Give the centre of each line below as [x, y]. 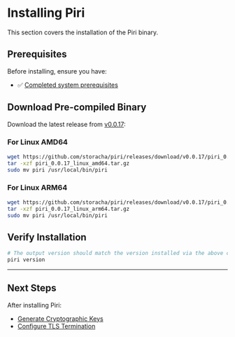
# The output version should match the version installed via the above [115, 254]
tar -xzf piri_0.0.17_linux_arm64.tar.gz [69, 209]
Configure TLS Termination [56, 326]
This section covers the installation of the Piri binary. [83, 32]
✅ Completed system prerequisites [68, 85]
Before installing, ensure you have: [57, 71]
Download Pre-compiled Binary [77, 108]
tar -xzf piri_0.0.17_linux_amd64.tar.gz [69, 163]
